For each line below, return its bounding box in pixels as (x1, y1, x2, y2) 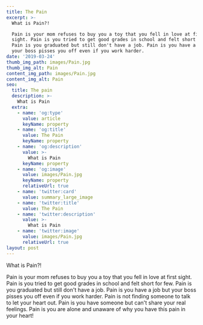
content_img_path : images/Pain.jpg (6, 70, 96, 76)
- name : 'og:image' (17, 166, 66, 172)
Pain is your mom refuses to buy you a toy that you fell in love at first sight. (6, 273, 192, 280)
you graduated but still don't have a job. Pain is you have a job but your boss (6, 286, 196, 294)
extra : (11, 104, 28, 110)
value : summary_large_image (22, 194, 94, 200)
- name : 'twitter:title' (17, 200, 80, 206)
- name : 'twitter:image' (17, 228, 80, 234)
